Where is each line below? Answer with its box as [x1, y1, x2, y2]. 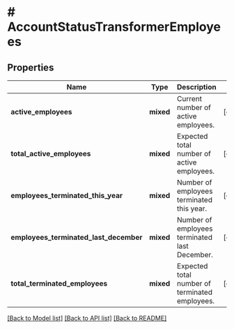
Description [176, 82, 217, 91]
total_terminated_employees [10, 279, 108, 288]
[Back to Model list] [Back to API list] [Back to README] [7, 314, 167, 322]
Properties [7, 61, 54, 73]
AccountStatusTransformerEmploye [7, 19, 221, 35]
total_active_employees [10, 149, 91, 158]
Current [176, 94, 202, 103]
